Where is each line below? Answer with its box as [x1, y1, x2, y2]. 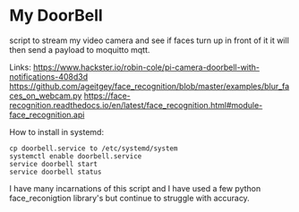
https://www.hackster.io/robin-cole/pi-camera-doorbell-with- [32, 62, 261, 72]
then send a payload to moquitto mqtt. [9, 44, 150, 55]
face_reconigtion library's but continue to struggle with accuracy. [9, 192, 251, 203]
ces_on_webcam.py [9, 90, 82, 101]
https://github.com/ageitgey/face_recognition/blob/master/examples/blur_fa [9, 81, 290, 91]
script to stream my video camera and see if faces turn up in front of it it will [9, 35, 289, 46]
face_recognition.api [9, 109, 85, 120]
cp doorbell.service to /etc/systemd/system [9, 144, 178, 153]
